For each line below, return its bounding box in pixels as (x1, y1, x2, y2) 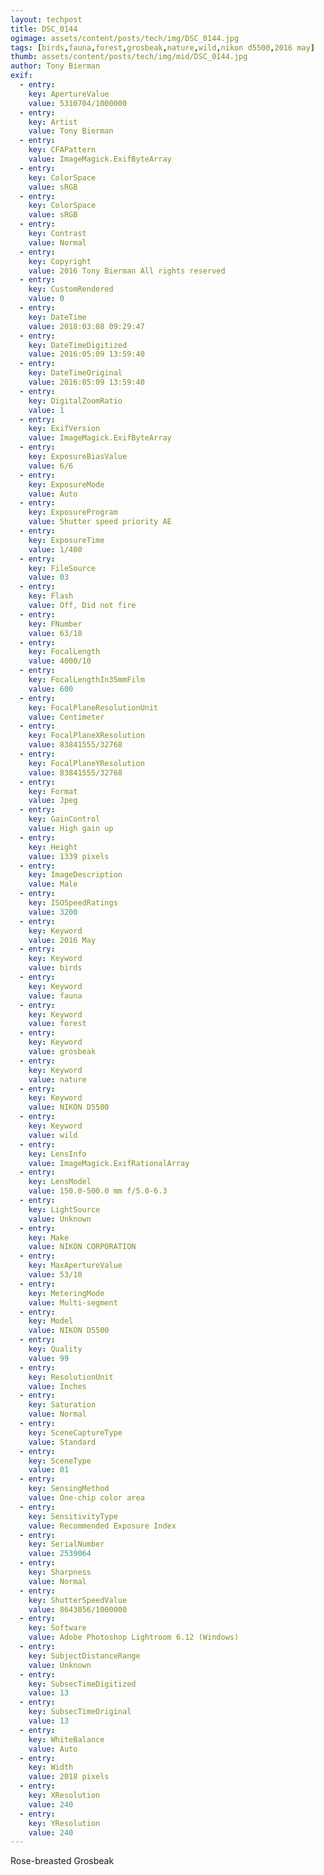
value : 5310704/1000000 (28, 98, 128, 108)
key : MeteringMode (28, 1288, 105, 1298)
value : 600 (28, 684, 74, 694)
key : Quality (28, 1344, 83, 1354)
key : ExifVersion (28, 424, 101, 434)
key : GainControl (28, 814, 101, 825)
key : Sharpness (28, 1567, 92, 1577)
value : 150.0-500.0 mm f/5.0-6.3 (28, 1186, 168, 1196)
